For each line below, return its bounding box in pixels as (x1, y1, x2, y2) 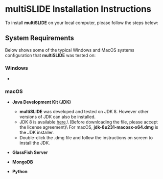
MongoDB (12, 159, 33, 165)
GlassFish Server (12, 149, 48, 155)
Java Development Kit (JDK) (12, 99, 71, 105)
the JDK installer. (19, 129, 54, 136)
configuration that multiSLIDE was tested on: (5, 52, 96, 58)
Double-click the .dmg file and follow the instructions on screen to (19, 135, 153, 141)
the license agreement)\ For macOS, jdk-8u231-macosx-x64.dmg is (19, 124, 158, 130)
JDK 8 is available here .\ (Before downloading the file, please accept (19, 119, 158, 125)
